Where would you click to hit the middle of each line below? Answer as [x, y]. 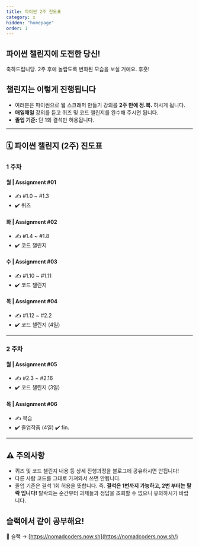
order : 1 [17, 28]
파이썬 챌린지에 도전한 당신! [53, 54]
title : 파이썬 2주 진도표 [34, 12]
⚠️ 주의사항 [25, 455]
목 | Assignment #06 [32, 404]
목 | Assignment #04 [32, 301]
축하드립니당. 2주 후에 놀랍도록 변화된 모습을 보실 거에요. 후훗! [78, 69]
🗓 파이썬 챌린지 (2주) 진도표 [54, 146]
